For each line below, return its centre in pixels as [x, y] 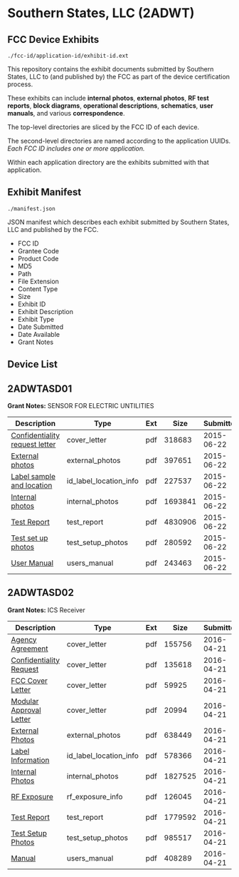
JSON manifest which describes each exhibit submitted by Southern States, [118, 222]
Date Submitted [41, 327]
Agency [24, 639]
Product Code [38, 258]
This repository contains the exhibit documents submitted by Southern [111, 69]
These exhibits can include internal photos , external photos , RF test [108, 98]
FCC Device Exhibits [53, 40]
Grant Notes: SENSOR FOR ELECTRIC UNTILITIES [81, 406]
